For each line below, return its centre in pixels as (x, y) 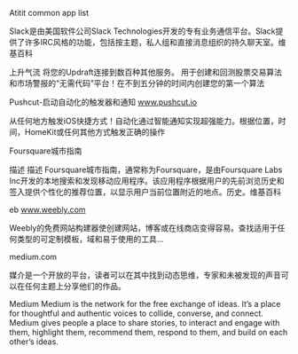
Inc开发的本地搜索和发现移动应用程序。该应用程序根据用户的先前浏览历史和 (147, 181)
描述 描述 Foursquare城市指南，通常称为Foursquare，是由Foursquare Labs (146, 169)
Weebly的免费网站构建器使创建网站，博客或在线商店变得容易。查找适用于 (143, 228)
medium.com (33, 257)
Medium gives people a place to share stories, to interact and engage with (145, 323)
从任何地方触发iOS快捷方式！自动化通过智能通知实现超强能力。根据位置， (144, 121)
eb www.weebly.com (47, 209)
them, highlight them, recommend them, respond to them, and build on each (149, 332)
